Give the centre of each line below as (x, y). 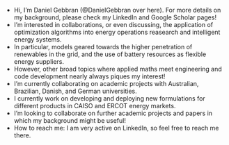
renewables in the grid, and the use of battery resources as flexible (110, 54)
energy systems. (38, 40)
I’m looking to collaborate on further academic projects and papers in (113, 113)
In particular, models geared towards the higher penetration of (103, 47)
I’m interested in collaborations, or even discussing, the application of (113, 25)
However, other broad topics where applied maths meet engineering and (118, 69)
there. (22, 135)
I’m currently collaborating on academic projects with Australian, (106, 84)
